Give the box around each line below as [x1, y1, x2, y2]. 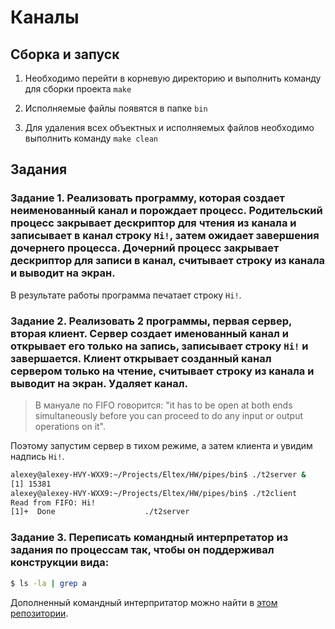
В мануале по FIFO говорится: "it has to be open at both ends [34, 399, 293, 411]
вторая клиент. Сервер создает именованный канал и [10, 326, 289, 340]
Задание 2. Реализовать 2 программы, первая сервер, [10, 314, 292, 328]
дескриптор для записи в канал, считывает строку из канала [10, 254, 326, 268]
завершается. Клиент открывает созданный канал [10, 351, 272, 365]
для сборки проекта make [24, 83, 132, 95]
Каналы [10, 6, 80, 29]
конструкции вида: [10, 556, 110, 570]
